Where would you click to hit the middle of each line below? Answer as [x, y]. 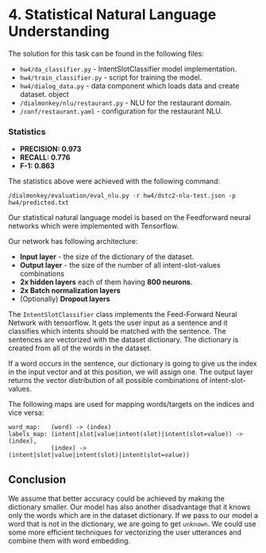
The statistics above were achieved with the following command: [114, 181]
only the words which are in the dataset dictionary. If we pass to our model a [133, 516]
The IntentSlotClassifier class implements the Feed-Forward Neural [123, 315]
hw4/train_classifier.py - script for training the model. [111, 77]
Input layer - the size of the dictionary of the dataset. [107, 257]
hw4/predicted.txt [39, 203]
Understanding [59, 31]
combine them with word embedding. [69, 541]
